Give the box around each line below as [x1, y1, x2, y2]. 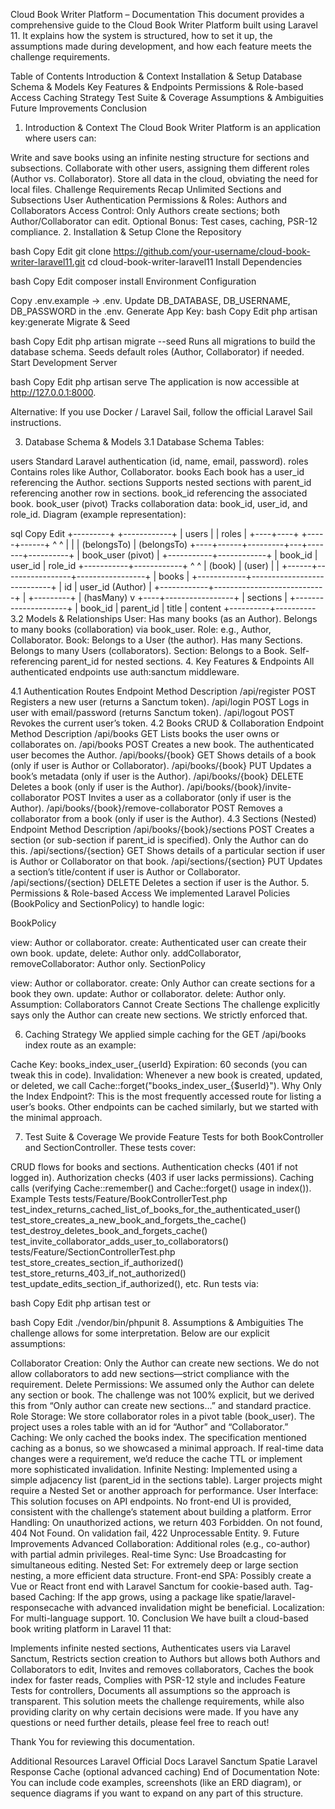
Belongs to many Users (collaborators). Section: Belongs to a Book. [10, 645, 288, 656]
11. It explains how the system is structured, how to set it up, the [10, 30, 273, 41]
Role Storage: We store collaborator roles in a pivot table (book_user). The [10, 1410, 316, 1422]
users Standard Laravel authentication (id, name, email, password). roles [10, 455, 309, 467]
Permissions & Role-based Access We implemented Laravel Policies [10, 887, 291, 899]
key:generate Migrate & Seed [10, 316, 131, 328]
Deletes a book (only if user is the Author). [10, 781, 185, 793]
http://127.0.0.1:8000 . [10, 387, 97, 398]
